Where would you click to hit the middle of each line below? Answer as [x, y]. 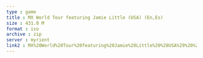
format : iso [23, 29]
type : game [21, 12]
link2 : [16, 46]
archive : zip [24, 34]
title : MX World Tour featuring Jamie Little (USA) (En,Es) [85, 18]
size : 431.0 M [25, 23]
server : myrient [28, 40]
